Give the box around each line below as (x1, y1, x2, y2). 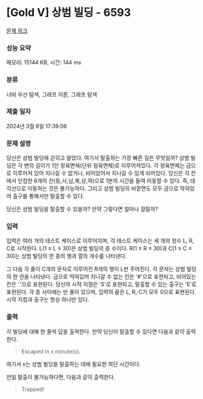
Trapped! (21, 386, 45, 393)
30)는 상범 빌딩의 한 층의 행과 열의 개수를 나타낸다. (6, 252, 127, 260)
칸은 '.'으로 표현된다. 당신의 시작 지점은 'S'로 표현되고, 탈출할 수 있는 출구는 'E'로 (6, 280, 197, 288)
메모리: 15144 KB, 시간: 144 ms (6, 59, 81, 66)
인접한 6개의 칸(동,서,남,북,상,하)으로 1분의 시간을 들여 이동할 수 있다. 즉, (17, 177, 189, 185)
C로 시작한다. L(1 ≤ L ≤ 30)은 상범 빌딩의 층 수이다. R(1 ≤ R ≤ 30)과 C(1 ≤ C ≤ (6, 245, 192, 252)
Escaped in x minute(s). (21, 348, 81, 355)
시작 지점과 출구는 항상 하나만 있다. (6, 296, 90, 303)
